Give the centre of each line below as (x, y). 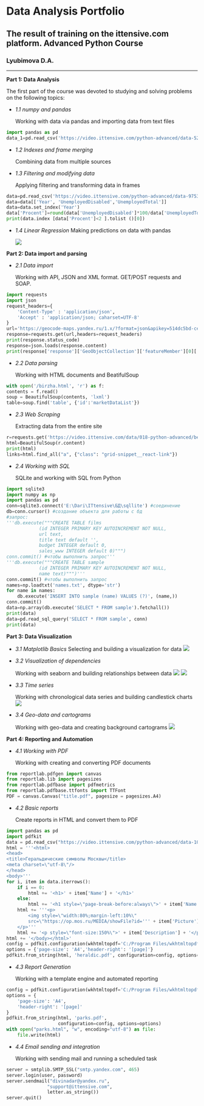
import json (21, 300)
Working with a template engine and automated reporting (87, 979)
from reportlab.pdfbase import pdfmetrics (61, 785)
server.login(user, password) (45, 1075)
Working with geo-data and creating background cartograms (91, 727)
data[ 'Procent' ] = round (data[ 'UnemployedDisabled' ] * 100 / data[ (85, 213)
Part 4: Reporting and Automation (50, 739)
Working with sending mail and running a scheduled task (86, 1058)
